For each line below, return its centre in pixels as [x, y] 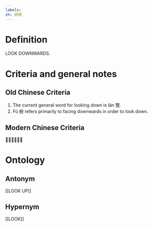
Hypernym [22, 207]
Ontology [25, 160]
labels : [13, 10]
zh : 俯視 [14, 15]
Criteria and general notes [61, 74]
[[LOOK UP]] [18, 191]
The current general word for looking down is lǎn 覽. [67, 105]
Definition [27, 40]
